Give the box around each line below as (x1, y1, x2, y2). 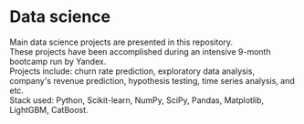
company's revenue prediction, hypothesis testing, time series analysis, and (9, 75, 295, 86)
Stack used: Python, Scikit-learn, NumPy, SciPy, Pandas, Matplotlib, (9, 94, 265, 106)
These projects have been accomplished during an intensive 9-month (9, 46, 271, 57)
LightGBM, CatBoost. (9, 104, 89, 115)
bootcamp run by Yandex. (9, 56, 107, 67)
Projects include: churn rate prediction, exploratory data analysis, (9, 66, 256, 77)
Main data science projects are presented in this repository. (9, 36, 234, 47)
